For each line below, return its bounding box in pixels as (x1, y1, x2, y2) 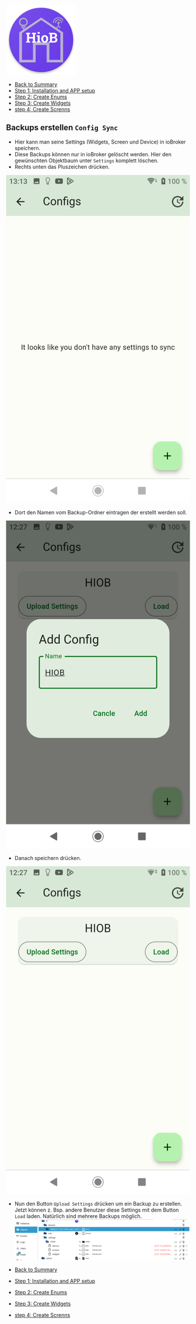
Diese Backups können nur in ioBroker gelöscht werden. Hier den (14, 151, 172, 158)
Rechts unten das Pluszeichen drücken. (14, 163, 110, 170)
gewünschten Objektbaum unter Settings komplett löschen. (14, 157, 159, 164)
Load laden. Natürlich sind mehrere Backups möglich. (14, 1212, 142, 1220)
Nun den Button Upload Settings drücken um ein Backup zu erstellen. (14, 1200, 183, 1207)
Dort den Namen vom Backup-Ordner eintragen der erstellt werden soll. (14, 509, 187, 516)
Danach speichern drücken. (14, 854, 82, 861)
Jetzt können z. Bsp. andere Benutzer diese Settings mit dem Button (14, 1206, 179, 1213)
